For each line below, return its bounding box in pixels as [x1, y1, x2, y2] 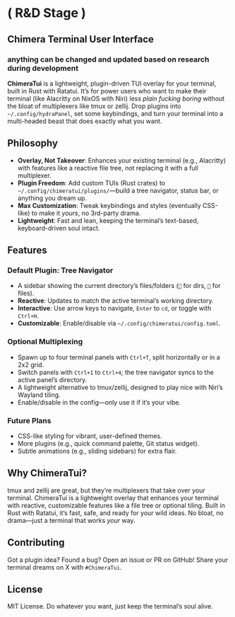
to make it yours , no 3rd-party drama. [31, 209, 141, 217]
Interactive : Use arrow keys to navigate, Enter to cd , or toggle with [17, 304, 212, 313]
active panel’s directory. [17, 375, 88, 384]
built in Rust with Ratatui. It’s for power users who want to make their [7, 86, 207, 95]
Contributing [7, 536, 65, 549]
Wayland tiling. [17, 391, 61, 399]
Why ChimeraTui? [7, 467, 88, 479]
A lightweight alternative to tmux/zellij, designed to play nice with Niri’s [17, 383, 224, 391]
